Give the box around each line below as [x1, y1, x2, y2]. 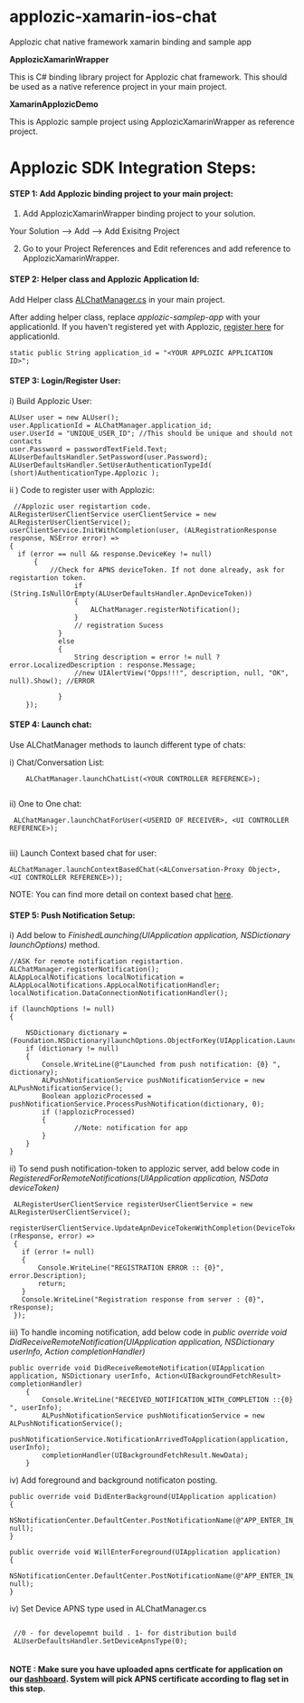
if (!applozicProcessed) [42, 1108, 136, 1117]
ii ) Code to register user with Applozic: [9, 484, 156, 495]
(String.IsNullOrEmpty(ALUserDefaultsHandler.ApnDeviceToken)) [9, 589, 253, 598]
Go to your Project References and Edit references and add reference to [22, 243, 291, 255]
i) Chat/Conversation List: [9, 757, 105, 768]
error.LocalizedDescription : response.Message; [9, 660, 196, 670]
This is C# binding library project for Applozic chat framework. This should [9, 71, 288, 82]
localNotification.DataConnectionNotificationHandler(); [9, 989, 229, 998]
